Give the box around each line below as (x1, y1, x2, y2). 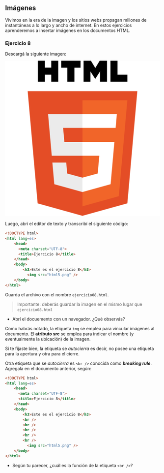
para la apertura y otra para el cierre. (5, 350, 80, 356)
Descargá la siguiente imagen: (5, 51, 66, 57)
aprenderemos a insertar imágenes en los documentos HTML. (5, 27, 131, 33)
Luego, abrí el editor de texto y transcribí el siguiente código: (5, 221, 129, 227)
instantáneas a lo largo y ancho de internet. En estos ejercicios (5, 22, 132, 28)
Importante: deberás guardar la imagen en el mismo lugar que (17, 301, 142, 307)
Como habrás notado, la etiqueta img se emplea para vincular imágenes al (5, 325, 155, 331)
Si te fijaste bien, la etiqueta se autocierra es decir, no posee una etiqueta (5, 346, 154, 351)
